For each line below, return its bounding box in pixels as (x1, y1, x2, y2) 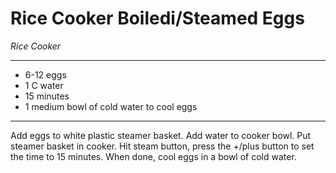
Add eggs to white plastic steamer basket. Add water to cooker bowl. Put (10, 129, 312, 141)
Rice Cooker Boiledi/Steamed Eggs (10, 7, 305, 30)
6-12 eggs (24, 68, 67, 81)
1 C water (24, 79, 64, 91)
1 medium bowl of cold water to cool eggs (24, 100, 198, 112)
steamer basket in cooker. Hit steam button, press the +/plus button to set (10, 140, 315, 152)
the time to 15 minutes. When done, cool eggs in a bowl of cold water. (10, 150, 297, 162)
